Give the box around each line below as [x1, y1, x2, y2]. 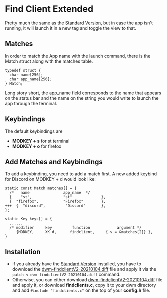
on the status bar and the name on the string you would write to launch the [5, 95, 159, 101]
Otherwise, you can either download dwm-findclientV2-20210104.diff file [12, 277, 163, 283]
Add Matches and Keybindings [5, 157, 103, 166]
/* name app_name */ [9, 190, 91, 195]
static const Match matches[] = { [5, 186, 77, 191]
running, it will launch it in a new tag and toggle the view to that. [5, 25, 136, 31]
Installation [5, 247, 41, 256]
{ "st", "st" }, [9, 195, 106, 200]
